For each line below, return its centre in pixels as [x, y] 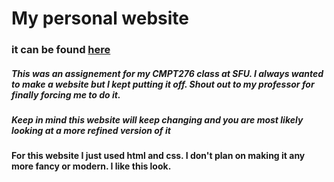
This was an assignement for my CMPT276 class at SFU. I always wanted [167, 73]
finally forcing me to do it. [66, 94]
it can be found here [61, 50]
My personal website [100, 18]
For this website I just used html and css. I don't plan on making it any [158, 156]
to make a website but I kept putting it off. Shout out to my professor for [163, 84]
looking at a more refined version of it [91, 131]
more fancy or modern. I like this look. [91, 166]
